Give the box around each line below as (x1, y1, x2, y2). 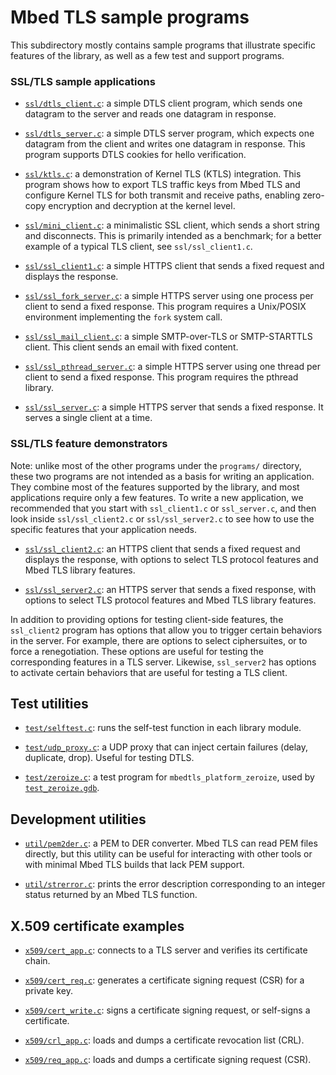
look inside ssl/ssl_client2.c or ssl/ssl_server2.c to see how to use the (10, 512, 315, 525)
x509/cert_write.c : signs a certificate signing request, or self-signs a (24, 1004, 311, 1016)
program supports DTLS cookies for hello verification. (24, 149, 247, 161)
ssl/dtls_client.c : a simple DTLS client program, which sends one (24, 97, 303, 110)
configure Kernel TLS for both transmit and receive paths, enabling (24, 189, 301, 201)
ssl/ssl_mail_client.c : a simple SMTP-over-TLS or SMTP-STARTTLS (24, 331, 313, 343)
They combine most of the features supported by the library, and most (10, 481, 300, 493)
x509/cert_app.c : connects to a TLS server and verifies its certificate (24, 944, 308, 956)
